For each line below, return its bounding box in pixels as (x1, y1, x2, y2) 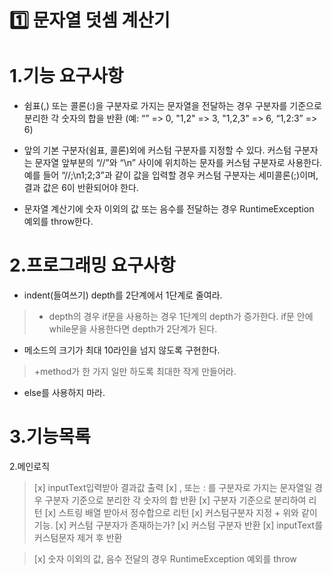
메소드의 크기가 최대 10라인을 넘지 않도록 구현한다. (23, 344, 221, 356)
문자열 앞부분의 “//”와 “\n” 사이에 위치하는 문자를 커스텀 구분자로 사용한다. (34, 157, 323, 169)
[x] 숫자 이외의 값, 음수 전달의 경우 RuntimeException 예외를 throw (33, 553, 297, 565)
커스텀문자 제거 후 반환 (33, 532, 123, 543)
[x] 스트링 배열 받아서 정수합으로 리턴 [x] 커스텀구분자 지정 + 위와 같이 (44, 507, 318, 518)
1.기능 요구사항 (9, 65, 124, 88)
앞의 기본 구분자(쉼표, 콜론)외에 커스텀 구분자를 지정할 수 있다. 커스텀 (23, 144, 292, 156)
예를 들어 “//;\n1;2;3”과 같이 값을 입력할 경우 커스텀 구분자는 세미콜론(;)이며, (23, 169, 319, 181)
